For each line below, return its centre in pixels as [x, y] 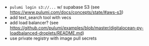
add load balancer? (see [34, 23]
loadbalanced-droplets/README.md [46, 33]
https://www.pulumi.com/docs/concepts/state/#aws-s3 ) [66, 12]
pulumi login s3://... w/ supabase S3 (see [55, 7]
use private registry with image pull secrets [53, 38]
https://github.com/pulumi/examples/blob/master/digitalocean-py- [77, 28]
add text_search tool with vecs [41, 17]
